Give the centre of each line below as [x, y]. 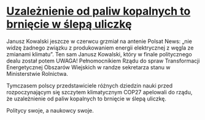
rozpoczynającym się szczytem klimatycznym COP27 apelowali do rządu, [99, 92]
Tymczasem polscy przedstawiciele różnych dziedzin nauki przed [90, 85]
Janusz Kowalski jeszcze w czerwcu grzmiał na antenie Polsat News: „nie [99, 41]
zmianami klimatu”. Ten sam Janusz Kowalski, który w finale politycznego [99, 54]
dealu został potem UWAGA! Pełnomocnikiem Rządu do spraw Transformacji [103, 61]
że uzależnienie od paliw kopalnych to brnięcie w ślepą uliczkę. [87, 99]
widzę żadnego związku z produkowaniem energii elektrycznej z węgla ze [100, 48]
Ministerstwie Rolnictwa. [37, 73]
